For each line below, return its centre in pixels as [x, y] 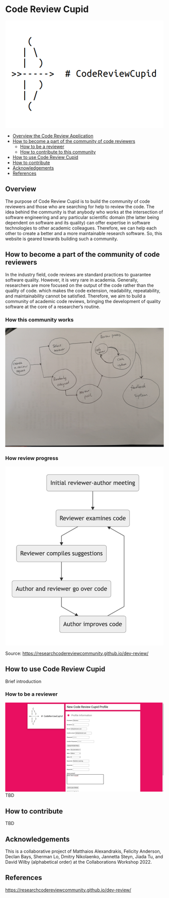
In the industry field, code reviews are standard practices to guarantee [78, 274]
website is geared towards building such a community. [62, 239]
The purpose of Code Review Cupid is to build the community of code [78, 201]
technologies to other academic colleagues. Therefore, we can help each [81, 228]
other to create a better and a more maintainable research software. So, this [84, 233]
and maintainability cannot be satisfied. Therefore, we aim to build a [75, 296]
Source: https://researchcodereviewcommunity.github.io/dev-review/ [77, 653]
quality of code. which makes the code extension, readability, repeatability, [83, 290]
